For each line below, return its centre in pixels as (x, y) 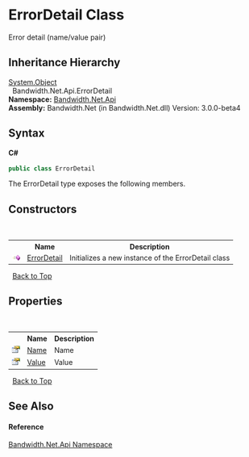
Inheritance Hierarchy (64, 63)
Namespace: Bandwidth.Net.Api (62, 99)
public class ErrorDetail (52, 168)
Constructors (43, 209)
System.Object (33, 82)
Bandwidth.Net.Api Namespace (60, 445)
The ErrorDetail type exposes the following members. (97, 184)
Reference (26, 426)
